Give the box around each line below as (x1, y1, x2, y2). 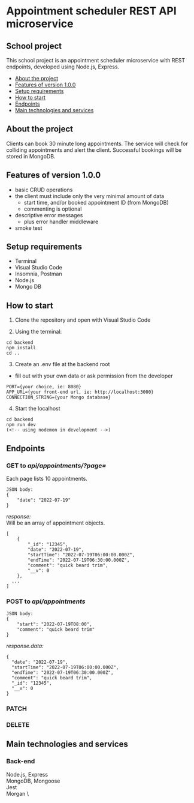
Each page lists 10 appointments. (6, 475, 88, 482)
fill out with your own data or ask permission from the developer (14, 372, 173, 379)
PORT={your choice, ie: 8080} (6, 384, 82, 390)
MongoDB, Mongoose (6, 777, 60, 784)
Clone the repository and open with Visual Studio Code (14, 316, 151, 323)
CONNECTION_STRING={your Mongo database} (6, 394, 111, 400)
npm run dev (6, 422, 36, 428)
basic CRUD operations (14, 186, 73, 193)
